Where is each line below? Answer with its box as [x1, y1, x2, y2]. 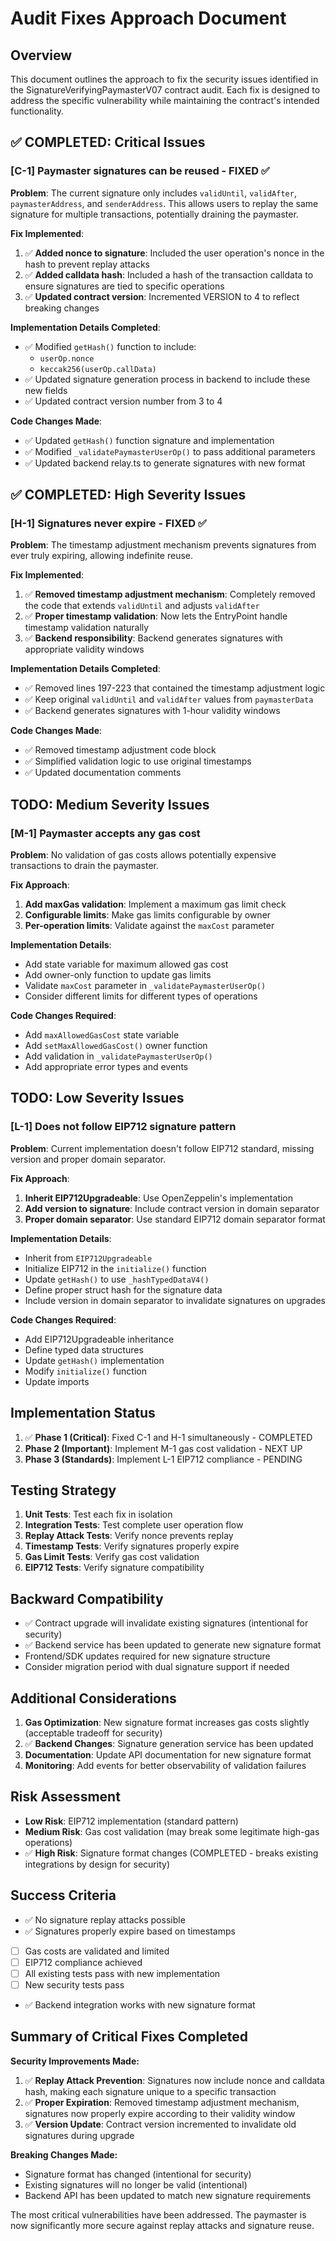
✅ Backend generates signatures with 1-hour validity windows [24, 705, 281, 717]
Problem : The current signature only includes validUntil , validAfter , [10, 187, 297, 199]
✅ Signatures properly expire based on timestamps [24, 1925, 236, 1937]
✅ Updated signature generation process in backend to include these [24, 373, 311, 385]
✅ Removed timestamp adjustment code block [24, 744, 217, 756]
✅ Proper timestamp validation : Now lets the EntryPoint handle [24, 610, 288, 622]
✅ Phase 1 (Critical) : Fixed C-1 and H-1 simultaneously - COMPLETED [24, 1431, 313, 1443]
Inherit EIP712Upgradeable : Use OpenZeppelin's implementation [24, 1192, 294, 1204]
